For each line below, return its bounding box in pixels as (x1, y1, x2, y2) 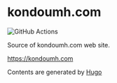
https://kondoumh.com (7, 54, 74, 63)
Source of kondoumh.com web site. (7, 40, 111, 49)
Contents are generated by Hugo (7, 68, 102, 76)
